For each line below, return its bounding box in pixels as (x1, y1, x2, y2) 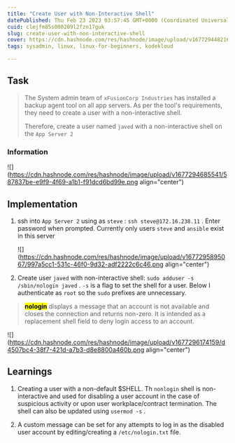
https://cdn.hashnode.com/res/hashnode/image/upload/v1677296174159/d (9, 338, 226, 346)
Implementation (7, 198, 78, 210)
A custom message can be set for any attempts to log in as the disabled (17, 420, 225, 428)
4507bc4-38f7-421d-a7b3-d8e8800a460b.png (7, 345, 145, 354)
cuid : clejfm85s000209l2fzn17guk (7, 23, 105, 30)
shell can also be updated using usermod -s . (17, 407, 146, 415)
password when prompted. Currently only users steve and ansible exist (17, 224, 225, 232)
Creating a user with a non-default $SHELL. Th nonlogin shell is (17, 384, 201, 393)
